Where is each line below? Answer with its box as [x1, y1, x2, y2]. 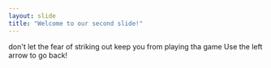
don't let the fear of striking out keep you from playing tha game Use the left [8, 41, 263, 51]
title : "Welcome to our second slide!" [8, 19, 144, 28]
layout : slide [8, 11, 57, 20]
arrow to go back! [8, 50, 67, 60]
